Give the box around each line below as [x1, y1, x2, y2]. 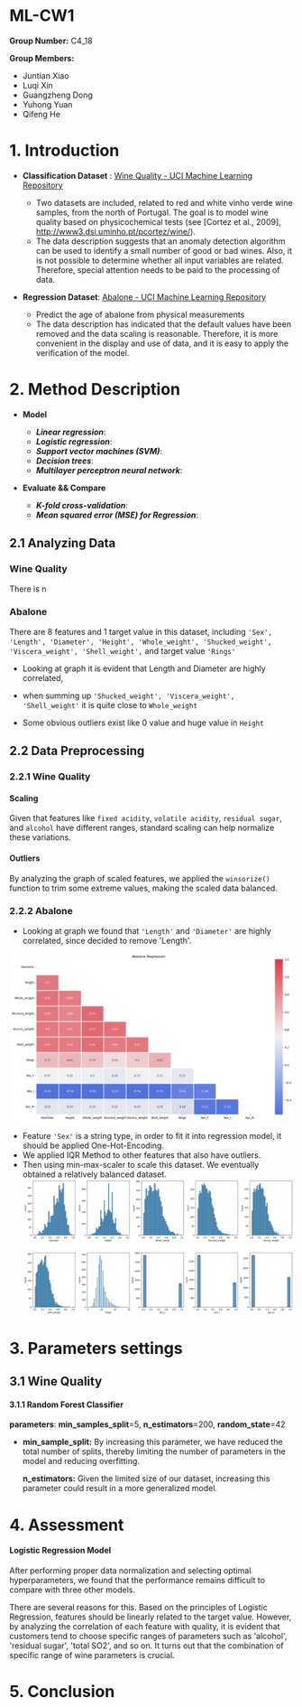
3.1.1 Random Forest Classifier [9, 1399, 124, 1410]
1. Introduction [9, 141, 120, 161]
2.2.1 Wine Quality [9, 770, 91, 783]
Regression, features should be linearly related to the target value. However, [9, 1611, 292, 1622]
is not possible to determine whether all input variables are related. [35, 255, 284, 266]
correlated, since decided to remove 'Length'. [22, 935, 192, 946]
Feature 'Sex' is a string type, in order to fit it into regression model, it [22, 1130, 282, 1141]
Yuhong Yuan [22, 98, 73, 109]
